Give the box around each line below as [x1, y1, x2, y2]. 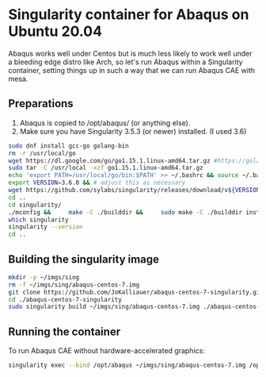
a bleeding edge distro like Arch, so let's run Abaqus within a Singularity [8, 57, 243, 67]
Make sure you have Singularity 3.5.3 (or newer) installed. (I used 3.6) [19, 126, 247, 136]
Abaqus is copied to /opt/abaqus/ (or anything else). [19, 117, 191, 128]
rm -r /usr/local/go [8, 149, 77, 157]
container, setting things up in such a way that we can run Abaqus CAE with [8, 65, 256, 75]
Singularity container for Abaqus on [8, 6, 249, 24]
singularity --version [8, 223, 83, 231]
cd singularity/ [8, 201, 62, 209]
